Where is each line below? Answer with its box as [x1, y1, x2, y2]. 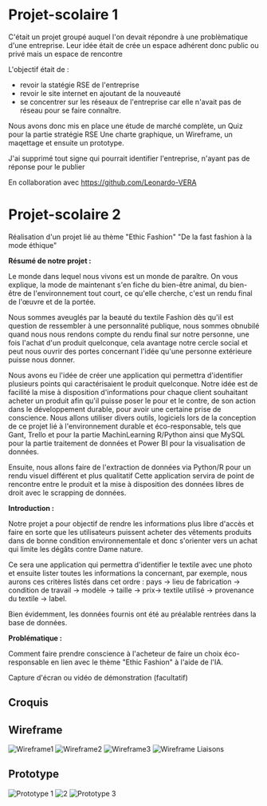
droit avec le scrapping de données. [8, 488, 127, 497]
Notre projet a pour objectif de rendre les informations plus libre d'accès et [8, 518, 254, 529]
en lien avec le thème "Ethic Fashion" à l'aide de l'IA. [50, 657, 223, 667]
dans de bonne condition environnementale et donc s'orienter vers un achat [8, 536, 257, 545]
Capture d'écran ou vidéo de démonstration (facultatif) [8, 672, 189, 682]
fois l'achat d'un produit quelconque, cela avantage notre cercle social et [8, 337, 249, 347]
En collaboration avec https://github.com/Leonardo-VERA [8, 178, 197, 187]
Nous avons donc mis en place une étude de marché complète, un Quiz [8, 121, 243, 130]
